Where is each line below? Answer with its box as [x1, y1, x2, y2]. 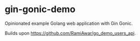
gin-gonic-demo [5, 4, 76, 15]
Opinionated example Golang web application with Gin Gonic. [5, 20, 133, 26]
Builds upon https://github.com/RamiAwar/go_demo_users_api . [5, 30, 136, 36]
